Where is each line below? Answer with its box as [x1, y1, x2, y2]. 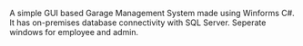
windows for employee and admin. [9, 27, 139, 37]
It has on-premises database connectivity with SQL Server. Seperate [9, 17, 267, 28]
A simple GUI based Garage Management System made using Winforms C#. [9, 8, 296, 18]
